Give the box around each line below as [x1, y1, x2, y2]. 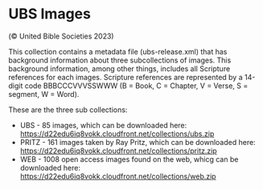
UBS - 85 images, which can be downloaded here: [19, 120, 187, 130]
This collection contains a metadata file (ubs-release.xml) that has [8, 46, 228, 56]
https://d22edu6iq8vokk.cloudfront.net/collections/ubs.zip [19, 129, 215, 139]
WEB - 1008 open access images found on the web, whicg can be [19, 154, 239, 164]
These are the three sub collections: [8, 105, 128, 115]
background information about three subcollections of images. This [8, 55, 232, 65]
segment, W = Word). [8, 89, 80, 99]
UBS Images [8, 5, 91, 23]
